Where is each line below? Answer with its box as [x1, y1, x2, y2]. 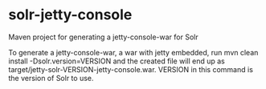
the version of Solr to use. [8, 73, 94, 83]
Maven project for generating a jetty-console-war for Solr [8, 32, 198, 42]
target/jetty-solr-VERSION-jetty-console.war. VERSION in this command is [8, 64, 253, 74]
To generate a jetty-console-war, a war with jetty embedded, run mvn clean [8, 47, 259, 57]
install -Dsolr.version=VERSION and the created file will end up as [8, 56, 225, 66]
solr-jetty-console [8, 6, 133, 24]
